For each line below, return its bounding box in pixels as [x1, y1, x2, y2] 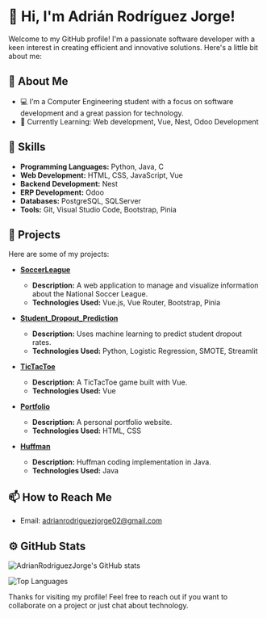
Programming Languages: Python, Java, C [19, 162, 164, 171]
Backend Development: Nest [19, 179, 119, 188]
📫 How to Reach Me [8, 490, 112, 504]
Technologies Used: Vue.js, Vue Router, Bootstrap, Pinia [31, 298, 221, 308]
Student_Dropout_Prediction [19, 313, 119, 323]
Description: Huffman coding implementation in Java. [31, 457, 211, 467]
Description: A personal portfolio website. [31, 418, 173, 427]
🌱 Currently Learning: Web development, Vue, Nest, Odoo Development [19, 116, 259, 126]
